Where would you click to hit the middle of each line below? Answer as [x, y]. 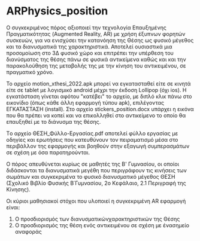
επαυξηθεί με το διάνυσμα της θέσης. [54, 121]
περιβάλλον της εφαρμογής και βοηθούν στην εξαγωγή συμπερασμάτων [98, 146]
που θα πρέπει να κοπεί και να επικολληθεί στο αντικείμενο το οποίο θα [96, 115]
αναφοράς [28, 231]
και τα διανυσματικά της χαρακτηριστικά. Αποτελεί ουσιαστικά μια [89, 47]
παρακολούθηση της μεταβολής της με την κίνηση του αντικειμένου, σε [96, 65]
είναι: [13, 207]
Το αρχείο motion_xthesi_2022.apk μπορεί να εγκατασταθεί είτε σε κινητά [99, 83]
